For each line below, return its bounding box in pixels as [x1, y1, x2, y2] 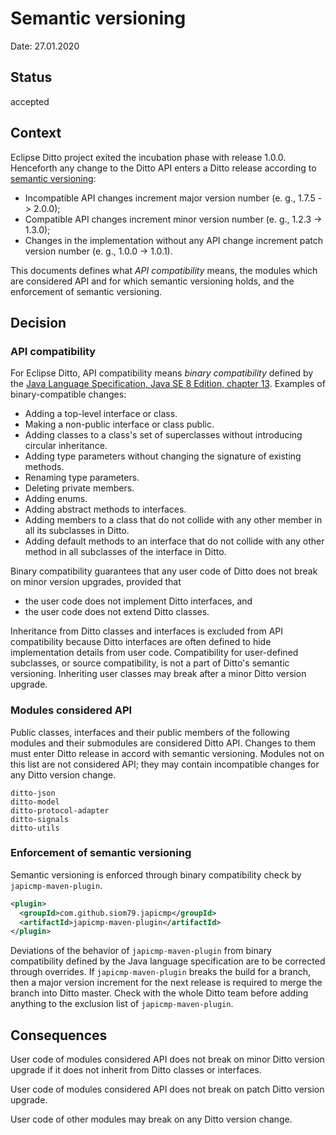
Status [10, 69, 53, 86]
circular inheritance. [24, 440, 108, 452]
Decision [10, 314, 67, 331]
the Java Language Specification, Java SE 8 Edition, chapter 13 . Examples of [10, 378, 326, 390]
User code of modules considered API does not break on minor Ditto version [10, 1053, 325, 1066]
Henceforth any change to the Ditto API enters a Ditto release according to [10, 162, 317, 174]
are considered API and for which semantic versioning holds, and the [10, 275, 295, 287]
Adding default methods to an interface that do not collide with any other [24, 535, 325, 547]
